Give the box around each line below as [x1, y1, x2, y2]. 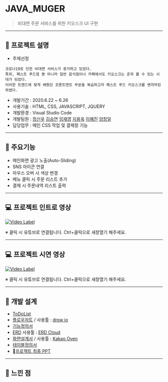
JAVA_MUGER [5, 3, 65, 15]
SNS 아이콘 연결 [12, 164, 44, 170]
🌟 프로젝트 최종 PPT [12, 348, 51, 354]
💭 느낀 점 [5, 369, 31, 377]
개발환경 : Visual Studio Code [12, 109, 72, 115]
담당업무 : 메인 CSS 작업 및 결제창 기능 [12, 122, 88, 128]
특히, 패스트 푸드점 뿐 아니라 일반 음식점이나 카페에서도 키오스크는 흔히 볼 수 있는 [5, 71, 154, 77]
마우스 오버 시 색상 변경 [12, 170, 58, 176]
